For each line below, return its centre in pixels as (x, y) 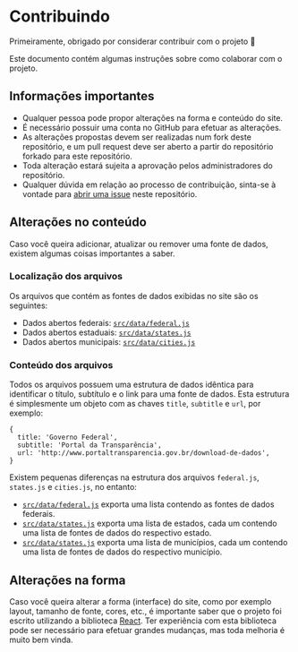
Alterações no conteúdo (78, 223)
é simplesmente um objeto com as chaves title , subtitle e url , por (135, 404)
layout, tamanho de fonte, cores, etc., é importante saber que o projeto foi (145, 611)
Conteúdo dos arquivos (61, 365)
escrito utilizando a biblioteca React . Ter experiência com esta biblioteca (143, 621)
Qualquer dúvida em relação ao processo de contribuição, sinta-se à (149, 184)
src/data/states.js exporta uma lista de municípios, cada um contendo (155, 543)
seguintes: (29, 305)
